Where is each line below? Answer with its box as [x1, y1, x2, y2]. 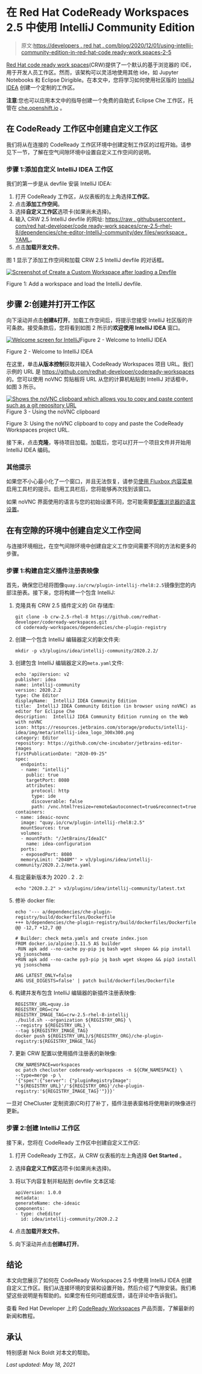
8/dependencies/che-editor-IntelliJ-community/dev [14, 229, 144, 236]
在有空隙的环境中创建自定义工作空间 [6, 525, 141, 536]
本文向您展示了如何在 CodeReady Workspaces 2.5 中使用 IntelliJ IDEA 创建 [6, 1277, 192, 1284]
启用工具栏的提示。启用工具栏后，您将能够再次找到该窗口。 [6, 485, 154, 493]
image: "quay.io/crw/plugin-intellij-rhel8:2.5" [21, 820, 145, 826]
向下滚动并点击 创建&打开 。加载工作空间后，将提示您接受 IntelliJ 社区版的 [6, 316, 188, 324]
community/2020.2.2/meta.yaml [14, 862, 92, 869]
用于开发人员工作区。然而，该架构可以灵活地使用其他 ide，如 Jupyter [6, 68, 179, 76]
